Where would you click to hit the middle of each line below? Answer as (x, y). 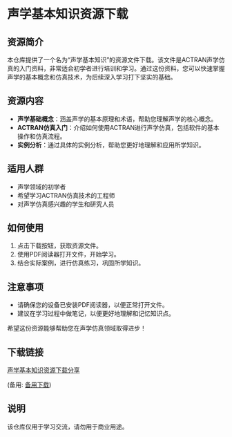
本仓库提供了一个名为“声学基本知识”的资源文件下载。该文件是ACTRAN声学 (113, 60)
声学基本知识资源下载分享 (43, 370)
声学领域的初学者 (41, 187)
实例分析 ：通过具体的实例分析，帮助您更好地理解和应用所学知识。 (111, 145)
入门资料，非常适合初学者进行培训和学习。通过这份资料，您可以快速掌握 (122, 68)
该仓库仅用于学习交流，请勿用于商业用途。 (68, 427)
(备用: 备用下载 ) (29, 385)
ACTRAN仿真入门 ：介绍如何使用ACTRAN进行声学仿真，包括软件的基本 (118, 127)
